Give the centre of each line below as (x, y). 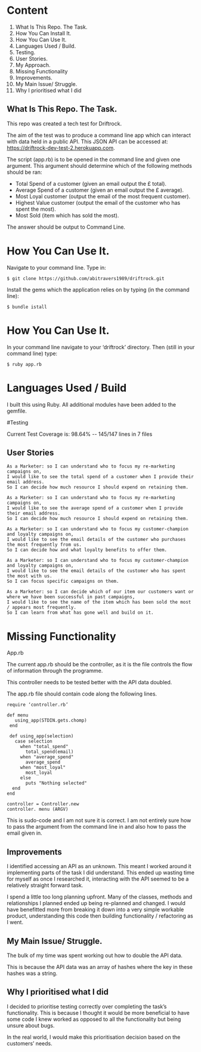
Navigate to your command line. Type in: (56, 267)
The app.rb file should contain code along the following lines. (82, 694)
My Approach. (33, 65)
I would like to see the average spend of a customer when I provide (95, 508)
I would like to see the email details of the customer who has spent (96, 571)
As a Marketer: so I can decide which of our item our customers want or (101, 592)
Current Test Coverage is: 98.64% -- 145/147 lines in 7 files (80, 434)
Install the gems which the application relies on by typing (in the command (98, 290)
